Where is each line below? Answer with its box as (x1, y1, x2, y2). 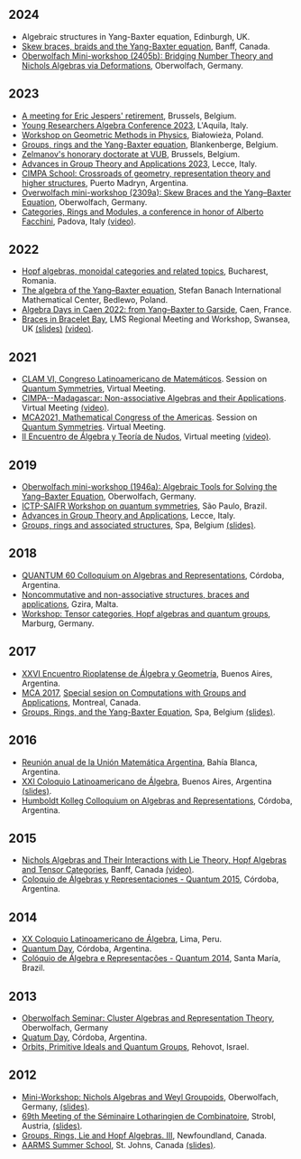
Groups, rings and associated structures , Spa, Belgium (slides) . (21, 519, 257, 531)
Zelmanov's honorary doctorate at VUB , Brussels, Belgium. (21, 148, 241, 159)
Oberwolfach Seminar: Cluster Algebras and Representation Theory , (21, 1012, 275, 1023)
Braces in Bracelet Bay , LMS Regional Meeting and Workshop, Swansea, (21, 313, 290, 324)
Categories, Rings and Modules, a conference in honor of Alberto (21, 206, 264, 217)
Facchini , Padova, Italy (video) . (21, 216, 137, 227)
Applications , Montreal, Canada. (21, 696, 141, 707)
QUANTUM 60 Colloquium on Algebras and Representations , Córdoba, (21, 569, 285, 581)
